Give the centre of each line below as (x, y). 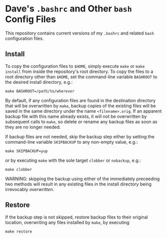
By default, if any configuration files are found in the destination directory (81, 100)
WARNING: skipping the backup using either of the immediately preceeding (83, 179)
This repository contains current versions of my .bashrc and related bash (80, 33)
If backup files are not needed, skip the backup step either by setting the (80, 136)
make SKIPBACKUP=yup (27, 151)
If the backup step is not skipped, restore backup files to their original (77, 217)
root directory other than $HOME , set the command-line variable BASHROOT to (81, 77)
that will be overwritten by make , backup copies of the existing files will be (81, 106)
